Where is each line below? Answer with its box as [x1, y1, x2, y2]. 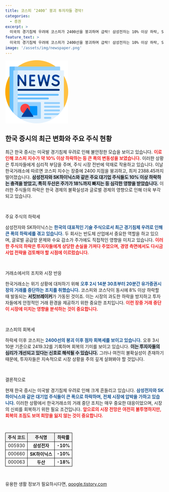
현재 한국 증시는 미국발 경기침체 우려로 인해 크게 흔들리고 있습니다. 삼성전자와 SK [5, 387, 164, 393]
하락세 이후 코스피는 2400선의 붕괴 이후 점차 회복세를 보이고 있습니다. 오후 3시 [5, 337, 159, 343]
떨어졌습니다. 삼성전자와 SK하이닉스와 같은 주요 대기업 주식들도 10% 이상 [5, 174, 148, 180]
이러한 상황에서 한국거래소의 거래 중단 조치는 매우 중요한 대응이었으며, [16, 400, 153, 406]
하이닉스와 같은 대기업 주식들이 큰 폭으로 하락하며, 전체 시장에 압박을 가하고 [5, 394, 151, 400]
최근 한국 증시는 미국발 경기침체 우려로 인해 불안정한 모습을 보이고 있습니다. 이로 [5, 149, 162, 155]
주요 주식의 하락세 [5, 213, 40, 220]
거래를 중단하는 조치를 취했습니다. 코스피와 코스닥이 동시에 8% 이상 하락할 [14, 287, 159, 293]
